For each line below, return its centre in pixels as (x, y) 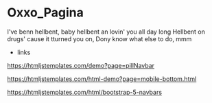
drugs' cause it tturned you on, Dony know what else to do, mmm (99, 38)
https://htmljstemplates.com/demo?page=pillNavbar (81, 65)
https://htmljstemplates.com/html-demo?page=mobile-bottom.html (102, 79)
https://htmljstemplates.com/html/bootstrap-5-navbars (85, 92)
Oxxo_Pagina (45, 13)
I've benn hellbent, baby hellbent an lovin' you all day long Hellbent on (106, 32)
